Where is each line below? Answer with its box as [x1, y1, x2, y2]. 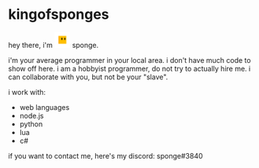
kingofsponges [8, 5, 109, 24]
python [19, 119, 43, 129]
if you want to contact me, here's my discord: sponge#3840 [8, 151, 203, 160]
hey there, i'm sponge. [8, 40, 99, 49]
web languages [19, 102, 70, 111]
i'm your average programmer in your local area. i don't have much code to [8, 55, 251, 64]
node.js [19, 111, 45, 120]
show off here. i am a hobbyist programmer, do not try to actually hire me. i [8, 64, 251, 73]
